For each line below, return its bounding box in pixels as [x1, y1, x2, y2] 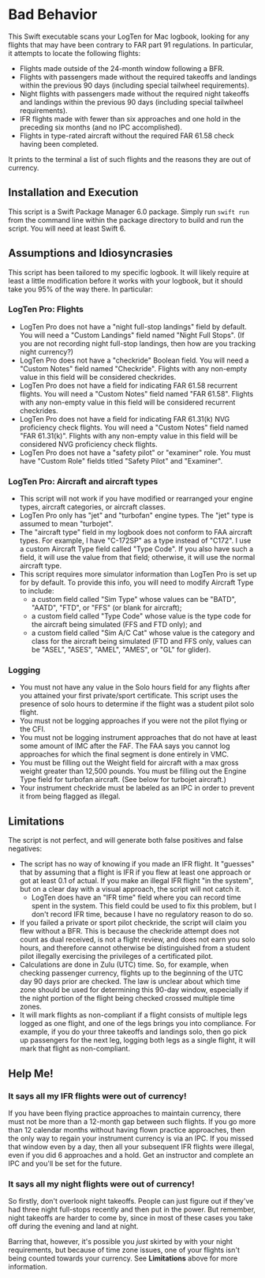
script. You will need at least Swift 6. [8, 224, 126, 233]
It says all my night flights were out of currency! [8, 1178, 195, 1190]
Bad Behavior [8, 6, 98, 24]
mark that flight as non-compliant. [19, 1044, 130, 1054]
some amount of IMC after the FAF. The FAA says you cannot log [19, 741, 230, 751]
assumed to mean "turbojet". [19, 519, 114, 528]
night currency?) [19, 347, 73, 356]
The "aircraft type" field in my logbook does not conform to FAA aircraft [19, 528, 252, 537]
